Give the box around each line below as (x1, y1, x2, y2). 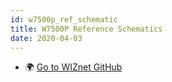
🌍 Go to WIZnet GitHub (24, 61, 123, 73)
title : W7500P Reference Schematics (10, 24, 163, 34)
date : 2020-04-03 (10, 33, 83, 43)
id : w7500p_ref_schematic (10, 14, 118, 25)
